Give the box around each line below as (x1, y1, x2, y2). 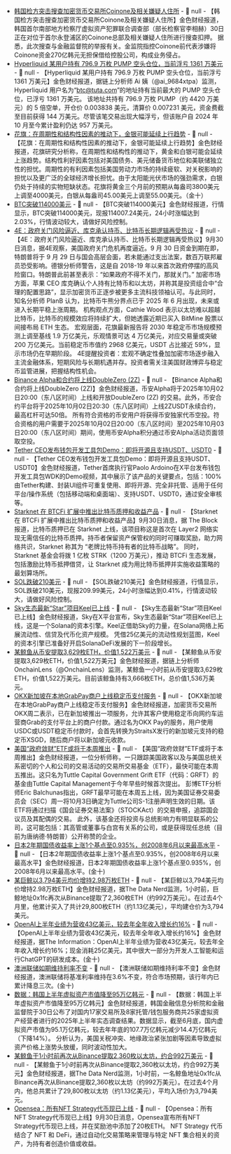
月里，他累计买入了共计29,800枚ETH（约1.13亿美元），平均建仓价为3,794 (13, 903, 224, 910)
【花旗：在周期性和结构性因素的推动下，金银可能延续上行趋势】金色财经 (13, 138, 223, 147)
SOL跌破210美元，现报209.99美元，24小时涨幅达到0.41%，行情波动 (13, 586, 211, 594)
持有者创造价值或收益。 (32, 1139, 100, 1148)
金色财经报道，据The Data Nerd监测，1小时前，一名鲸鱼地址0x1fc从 (26, 1069, 222, 1077)
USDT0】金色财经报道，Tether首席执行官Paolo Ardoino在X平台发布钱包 (13, 464, 220, 471)
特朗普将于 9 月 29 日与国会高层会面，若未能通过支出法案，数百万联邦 (13, 253, 217, 261)
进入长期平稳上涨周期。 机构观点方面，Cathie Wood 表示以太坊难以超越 (13, 306, 220, 313)
